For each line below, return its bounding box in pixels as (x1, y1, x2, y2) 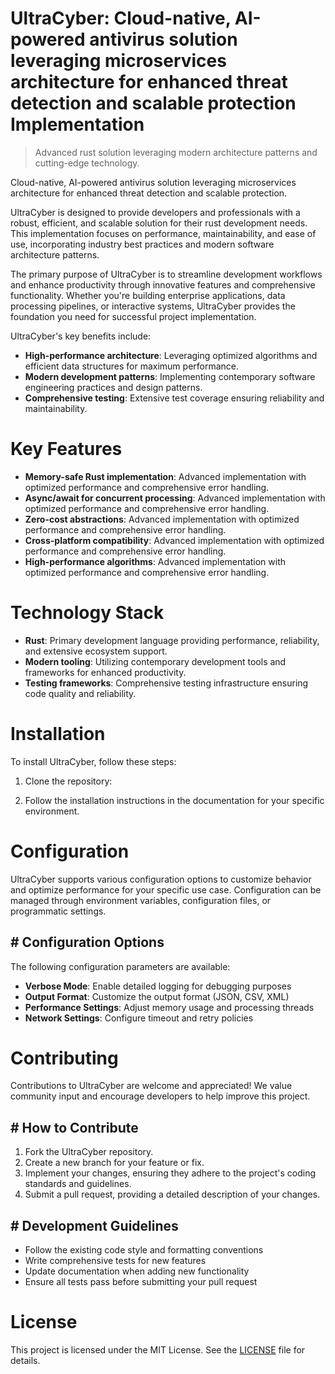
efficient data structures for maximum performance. (24, 360, 240, 372)
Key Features (10, 438, 123, 461)
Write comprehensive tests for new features (24, 1255, 207, 1267)
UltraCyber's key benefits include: (10, 330, 152, 342)
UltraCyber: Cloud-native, (10, 7, 232, 30)
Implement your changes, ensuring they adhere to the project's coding (24, 1167, 317, 1179)
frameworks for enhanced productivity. (24, 666, 187, 678)
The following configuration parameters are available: (10, 960, 231, 972)
